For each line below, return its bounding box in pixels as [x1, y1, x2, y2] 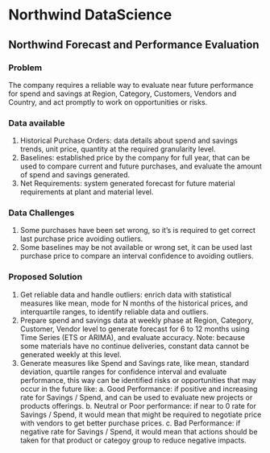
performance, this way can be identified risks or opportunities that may [19, 375, 256, 384]
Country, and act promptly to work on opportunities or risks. [8, 97, 208, 106]
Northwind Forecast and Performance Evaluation [8, 38, 260, 52]
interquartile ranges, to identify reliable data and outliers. [19, 306, 209, 316]
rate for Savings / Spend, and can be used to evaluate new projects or [19, 393, 253, 402]
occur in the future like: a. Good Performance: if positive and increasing [19, 384, 258, 393]
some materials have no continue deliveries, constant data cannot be [19, 341, 250, 351]
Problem [8, 62, 43, 73]
